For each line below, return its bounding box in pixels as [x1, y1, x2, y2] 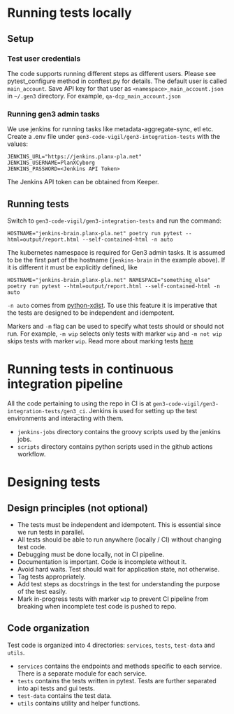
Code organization [7, 623, 89, 634]
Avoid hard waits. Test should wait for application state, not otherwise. [17, 565, 220, 573]
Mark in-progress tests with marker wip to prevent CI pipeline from [17, 595, 209, 603]
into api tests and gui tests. [17, 684, 96, 692]
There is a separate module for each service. [17, 669, 147, 678]
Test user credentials [7, 54, 81, 64]
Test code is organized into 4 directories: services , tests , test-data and [7, 641, 215, 649]
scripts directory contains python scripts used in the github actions [17, 442, 213, 451]
